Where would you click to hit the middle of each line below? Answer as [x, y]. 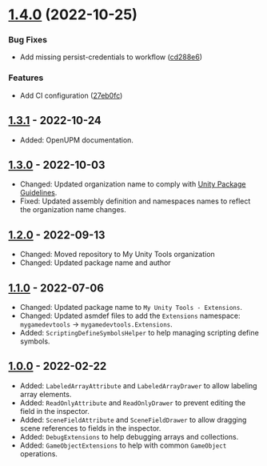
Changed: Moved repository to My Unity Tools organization [118, 255]
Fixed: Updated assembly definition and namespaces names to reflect [135, 201]
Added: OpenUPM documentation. [77, 140]
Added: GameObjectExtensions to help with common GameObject [123, 445]
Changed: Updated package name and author [95, 263]
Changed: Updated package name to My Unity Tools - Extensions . [131, 307]
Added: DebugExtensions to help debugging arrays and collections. [129, 436]
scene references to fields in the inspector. [90, 428]
